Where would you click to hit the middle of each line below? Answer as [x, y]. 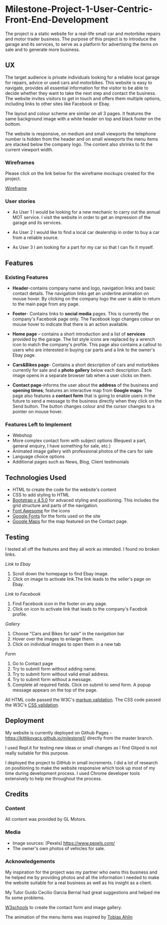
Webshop [22, 436]
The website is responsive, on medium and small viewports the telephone [81, 134]
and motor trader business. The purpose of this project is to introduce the [81, 39]
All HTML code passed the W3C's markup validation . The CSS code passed [83, 699]
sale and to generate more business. [43, 49]
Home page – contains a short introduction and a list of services [79, 334]
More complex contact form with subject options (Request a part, [79, 441]
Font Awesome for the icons [41, 511]
